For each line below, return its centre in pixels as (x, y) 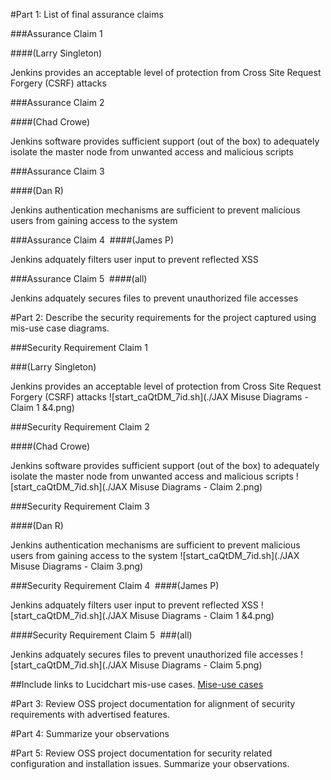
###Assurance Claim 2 (57, 102)
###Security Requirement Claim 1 (79, 347)
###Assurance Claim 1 (56, 33)
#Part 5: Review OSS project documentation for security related (141, 753)
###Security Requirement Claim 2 (80, 427)
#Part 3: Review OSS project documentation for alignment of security (153, 703)
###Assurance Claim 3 (57, 171)
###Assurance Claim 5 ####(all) (79, 278)
